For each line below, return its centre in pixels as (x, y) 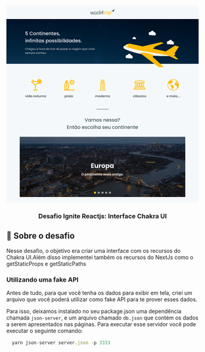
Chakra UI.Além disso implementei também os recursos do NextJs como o (100, 257)
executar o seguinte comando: (45, 331)
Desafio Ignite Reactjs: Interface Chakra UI (103, 216)
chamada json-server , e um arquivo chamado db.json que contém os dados (103, 318)
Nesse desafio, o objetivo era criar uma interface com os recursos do (94, 250)
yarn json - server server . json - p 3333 (61, 343)
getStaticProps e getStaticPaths (46, 264)
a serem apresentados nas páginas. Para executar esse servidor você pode (101, 324)
